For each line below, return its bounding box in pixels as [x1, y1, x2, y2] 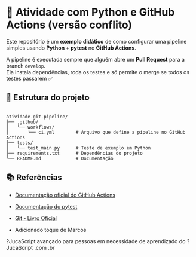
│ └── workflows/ [6, 124, 55, 130]
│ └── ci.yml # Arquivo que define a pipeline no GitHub [6, 129, 186, 135]
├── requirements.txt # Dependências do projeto [6, 150, 143, 156]
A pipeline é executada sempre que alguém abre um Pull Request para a [6, 56, 185, 63]
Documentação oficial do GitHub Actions [14, 191, 115, 198]
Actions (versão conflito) [6, 18, 133, 32]
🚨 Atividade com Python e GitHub [6, 5, 175, 19]
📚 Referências [6, 173, 63, 183]
